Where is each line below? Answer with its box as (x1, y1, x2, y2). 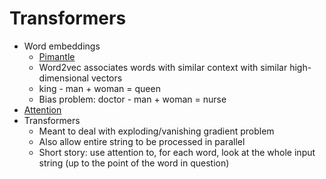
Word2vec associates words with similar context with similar (38, 61, 288, 73)
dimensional (38, 72, 89, 84)
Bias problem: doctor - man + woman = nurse (38, 93, 227, 105)
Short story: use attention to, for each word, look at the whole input (38, 146, 316, 158)
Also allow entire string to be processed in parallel (38, 135, 246, 147)
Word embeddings (23, 40, 101, 52)
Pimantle (38, 50, 76, 62)
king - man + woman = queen (38, 82, 161, 94)
